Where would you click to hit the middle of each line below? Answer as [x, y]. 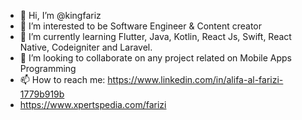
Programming [48, 68]
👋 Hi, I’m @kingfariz [60, 15]
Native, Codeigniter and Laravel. [86, 47]
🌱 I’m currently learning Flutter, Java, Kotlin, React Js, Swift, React [155, 36]
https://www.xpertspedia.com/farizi [93, 104]
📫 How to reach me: [62, 79]
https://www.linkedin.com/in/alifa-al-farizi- [195, 79]
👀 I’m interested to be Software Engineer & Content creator [140, 26]
